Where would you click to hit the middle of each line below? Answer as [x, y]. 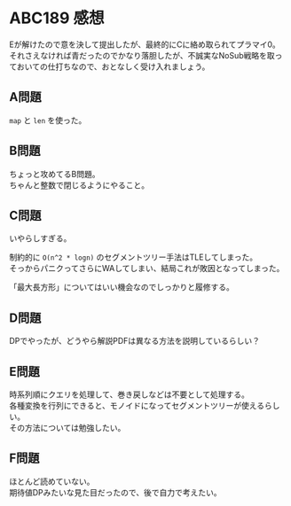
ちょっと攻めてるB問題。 [55, 174]
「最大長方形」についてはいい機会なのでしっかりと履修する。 [122, 287]
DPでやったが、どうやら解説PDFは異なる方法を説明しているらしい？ [134, 341]
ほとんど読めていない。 [52, 481]
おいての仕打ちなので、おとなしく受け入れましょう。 [113, 66]
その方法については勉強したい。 [67, 428]
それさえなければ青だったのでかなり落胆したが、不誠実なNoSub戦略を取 [142, 55]
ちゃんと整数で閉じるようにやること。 [79, 185]
